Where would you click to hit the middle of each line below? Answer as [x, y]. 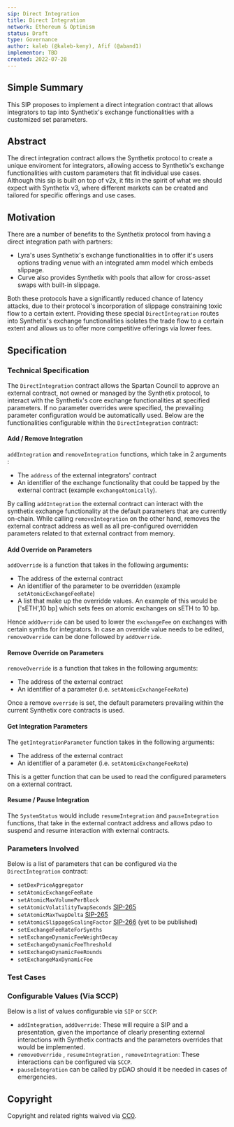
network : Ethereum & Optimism [51, 27]
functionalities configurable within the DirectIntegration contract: [103, 422]
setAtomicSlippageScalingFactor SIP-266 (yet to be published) [107, 922]
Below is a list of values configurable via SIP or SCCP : [82, 1011]
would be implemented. [51, 1047]
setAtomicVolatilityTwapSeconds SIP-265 [77, 907]
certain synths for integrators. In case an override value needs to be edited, [116, 629]
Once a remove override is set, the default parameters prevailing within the [115, 703]
